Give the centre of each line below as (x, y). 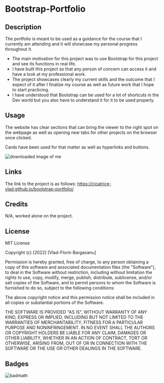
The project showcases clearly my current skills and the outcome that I (83, 79)
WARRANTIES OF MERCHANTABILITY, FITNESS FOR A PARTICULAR (74, 322)
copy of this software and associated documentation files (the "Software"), (81, 267)
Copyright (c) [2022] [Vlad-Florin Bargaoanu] (51, 253)
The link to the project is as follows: (41, 184)
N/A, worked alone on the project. (39, 216)
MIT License (18, 243)
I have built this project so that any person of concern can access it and (84, 69)
